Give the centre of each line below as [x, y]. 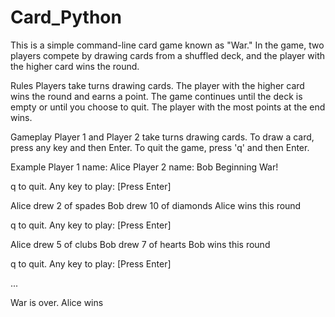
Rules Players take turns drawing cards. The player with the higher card [157, 85]
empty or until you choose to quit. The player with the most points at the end [168, 107]
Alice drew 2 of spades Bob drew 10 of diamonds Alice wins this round [156, 205]
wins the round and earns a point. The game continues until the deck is [156, 96]
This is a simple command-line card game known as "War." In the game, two [167, 45]
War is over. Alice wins [57, 302]
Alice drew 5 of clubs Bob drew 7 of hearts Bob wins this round [140, 244]
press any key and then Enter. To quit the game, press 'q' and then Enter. [160, 147]
